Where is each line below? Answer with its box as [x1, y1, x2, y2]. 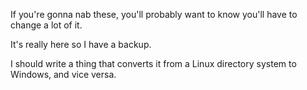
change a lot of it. [10, 19, 83, 31]
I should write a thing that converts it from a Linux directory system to [10, 58, 297, 69]
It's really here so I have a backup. [10, 39, 152, 50]
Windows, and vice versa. [10, 69, 117, 80]
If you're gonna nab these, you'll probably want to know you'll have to [10, 9, 298, 20]
